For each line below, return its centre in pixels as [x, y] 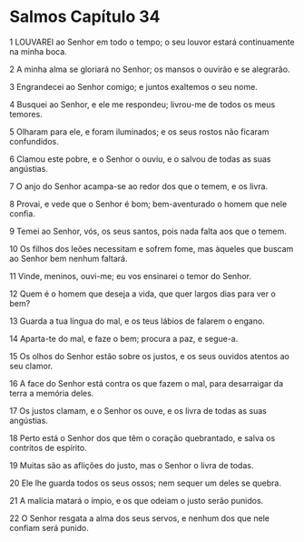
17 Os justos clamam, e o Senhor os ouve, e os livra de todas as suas [138, 410]
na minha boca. [39, 51]
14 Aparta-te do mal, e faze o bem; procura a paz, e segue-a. [124, 338]
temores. [26, 114]
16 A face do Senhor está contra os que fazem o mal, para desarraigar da [147, 383]
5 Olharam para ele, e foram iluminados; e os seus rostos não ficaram [139, 131]
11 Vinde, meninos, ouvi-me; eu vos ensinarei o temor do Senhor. [131, 276]
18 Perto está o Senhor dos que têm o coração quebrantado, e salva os [142, 437]
